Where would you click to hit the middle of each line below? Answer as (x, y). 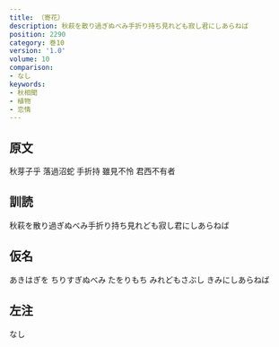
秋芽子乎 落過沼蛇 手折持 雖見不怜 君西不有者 (92, 171)
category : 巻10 (37, 43)
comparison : (31, 68)
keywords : (28, 84)
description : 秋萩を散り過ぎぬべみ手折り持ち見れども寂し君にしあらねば (129, 26)
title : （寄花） (37, 17)
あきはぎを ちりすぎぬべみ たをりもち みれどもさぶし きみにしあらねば (139, 280)
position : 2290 (38, 34)
